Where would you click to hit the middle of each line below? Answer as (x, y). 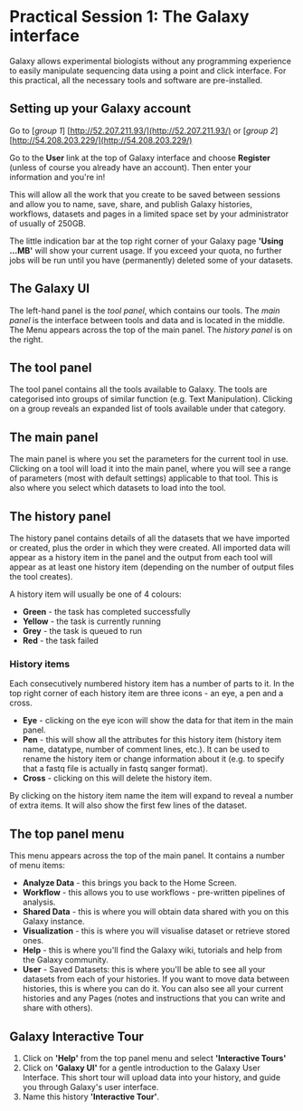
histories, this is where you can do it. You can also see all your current (153, 989)
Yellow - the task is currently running (91, 621)
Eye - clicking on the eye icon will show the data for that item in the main (158, 721)
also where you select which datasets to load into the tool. (118, 488)
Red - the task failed (61, 641)
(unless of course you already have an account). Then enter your (130, 167)
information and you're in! (57, 177)
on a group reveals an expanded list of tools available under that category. (148, 408)
